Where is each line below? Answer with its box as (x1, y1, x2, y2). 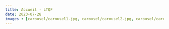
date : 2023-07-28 (5, 12, 42, 17)
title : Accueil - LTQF (5, 7, 53, 12)
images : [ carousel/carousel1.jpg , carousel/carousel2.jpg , (5, 16, 134, 21)
